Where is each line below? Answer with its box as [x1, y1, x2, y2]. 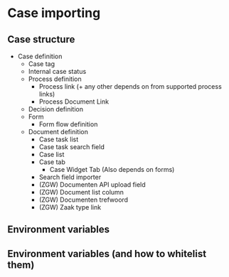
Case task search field [38, 143, 105, 151]
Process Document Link [38, 97, 109, 106]
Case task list [38, 135, 79, 143]
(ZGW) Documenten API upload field [38, 180, 146, 189]
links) [38, 90, 55, 98]
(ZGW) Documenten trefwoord [38, 195, 129, 204]
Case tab [38, 158, 66, 166]
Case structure [7, 33, 75, 45]
